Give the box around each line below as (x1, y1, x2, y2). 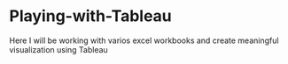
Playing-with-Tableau (9, 6, 173, 26)
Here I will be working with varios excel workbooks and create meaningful (9, 35, 279, 46)
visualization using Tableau (9, 44, 108, 54)
